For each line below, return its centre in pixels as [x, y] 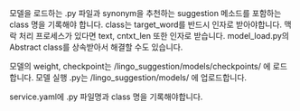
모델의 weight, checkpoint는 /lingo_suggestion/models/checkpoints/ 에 [140, 66]
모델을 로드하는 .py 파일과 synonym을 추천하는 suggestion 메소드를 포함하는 [145, 13]
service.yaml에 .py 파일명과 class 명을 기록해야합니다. [106, 97]
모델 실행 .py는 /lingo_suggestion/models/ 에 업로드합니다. [141, 78]
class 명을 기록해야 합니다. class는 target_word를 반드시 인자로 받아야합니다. [146, 24]
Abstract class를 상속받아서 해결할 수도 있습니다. [96, 47]
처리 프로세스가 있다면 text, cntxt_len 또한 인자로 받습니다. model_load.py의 [154, 36]
